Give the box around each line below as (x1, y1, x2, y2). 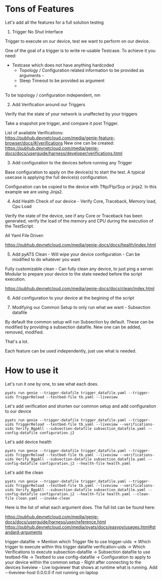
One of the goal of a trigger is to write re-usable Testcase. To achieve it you (5, 48, 156, 53)
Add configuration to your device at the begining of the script (12, 295, 134, 301)
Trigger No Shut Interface (12, 29, 63, 34)
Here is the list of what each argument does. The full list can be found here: (5, 504, 156, 510)
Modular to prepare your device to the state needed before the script (5, 271, 143, 277)
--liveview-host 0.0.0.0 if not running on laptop (5, 569, 98, 575)
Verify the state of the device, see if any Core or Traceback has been (5, 212, 143, 219)
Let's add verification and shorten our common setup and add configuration (5, 403, 156, 409)
